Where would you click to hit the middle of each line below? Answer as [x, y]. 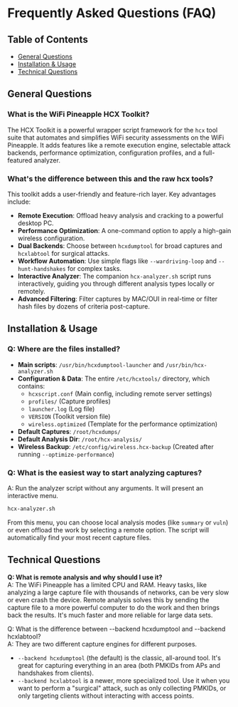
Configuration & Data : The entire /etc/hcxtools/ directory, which [114, 378]
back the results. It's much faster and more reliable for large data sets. [110, 615]
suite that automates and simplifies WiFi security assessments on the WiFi [116, 138]
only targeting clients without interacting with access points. [106, 696]
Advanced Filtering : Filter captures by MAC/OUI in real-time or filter [118, 299]
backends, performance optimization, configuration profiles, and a [104, 153]
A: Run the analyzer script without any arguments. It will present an [106, 488]
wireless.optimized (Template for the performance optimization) [123, 424]
